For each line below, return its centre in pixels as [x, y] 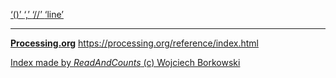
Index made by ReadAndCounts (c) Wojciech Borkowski [125, 62]
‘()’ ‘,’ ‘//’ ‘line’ [37, 14]
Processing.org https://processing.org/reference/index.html [134, 43]
